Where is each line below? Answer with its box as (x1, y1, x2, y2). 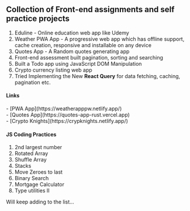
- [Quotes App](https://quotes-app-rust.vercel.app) (6, 111, 130, 118)
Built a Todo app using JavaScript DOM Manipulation (14, 60, 142, 67)
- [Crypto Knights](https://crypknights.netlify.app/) (6, 118, 129, 125)
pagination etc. (14, 79, 51, 86)
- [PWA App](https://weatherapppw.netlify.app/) (6, 105, 122, 112)
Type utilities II (14, 187, 50, 194)
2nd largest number (14, 144, 63, 151)
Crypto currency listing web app (14, 66, 92, 73)
